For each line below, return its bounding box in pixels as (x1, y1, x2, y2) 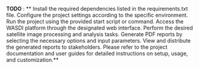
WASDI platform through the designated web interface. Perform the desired (6, 24, 194, 31)
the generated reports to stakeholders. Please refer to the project (6, 43, 168, 51)
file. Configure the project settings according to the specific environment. (6, 11, 188, 19)
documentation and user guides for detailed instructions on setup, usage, (6, 50, 188, 57)
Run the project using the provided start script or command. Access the (6, 18, 184, 25)
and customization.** (6, 57, 59, 63)
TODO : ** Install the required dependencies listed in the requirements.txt (6, 5, 188, 12)
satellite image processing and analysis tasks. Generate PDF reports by (6, 31, 183, 38)
